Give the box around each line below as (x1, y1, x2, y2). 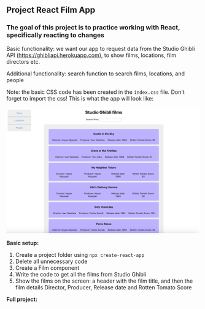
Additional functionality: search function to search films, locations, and (6, 70, 185, 77)
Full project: (6, 296, 38, 303)
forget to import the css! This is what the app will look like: (6, 94, 154, 102)
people (6, 76, 25, 83)
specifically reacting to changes (6, 31, 104, 39)
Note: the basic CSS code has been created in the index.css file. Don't (6, 88, 185, 96)
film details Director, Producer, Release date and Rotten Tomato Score (15, 284, 192, 291)
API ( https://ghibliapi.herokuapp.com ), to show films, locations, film (6, 51, 177, 59)
